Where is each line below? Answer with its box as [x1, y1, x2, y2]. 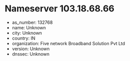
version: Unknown [12, 46, 50, 52]
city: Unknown [12, 30, 42, 36]
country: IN [12, 35, 36, 41]
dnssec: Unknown [12, 51, 50, 57]
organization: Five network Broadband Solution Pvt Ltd [12, 40, 125, 46]
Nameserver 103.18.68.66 [5, 3, 115, 14]
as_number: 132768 [12, 19, 53, 25]
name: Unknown [12, 24, 46, 30]
